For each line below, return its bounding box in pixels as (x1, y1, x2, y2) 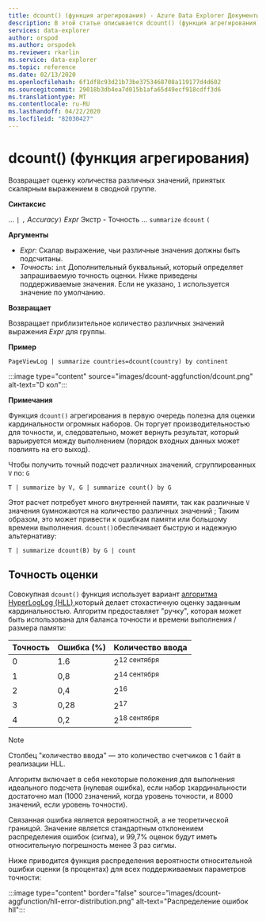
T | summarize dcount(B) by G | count (8, 546, 136, 554)
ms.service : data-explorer (8, 56, 97, 64)
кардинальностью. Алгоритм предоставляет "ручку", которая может (8, 606, 242, 615)
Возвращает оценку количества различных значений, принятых (8, 175, 226, 185)
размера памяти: (8, 622, 66, 632)
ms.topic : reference (8, 64, 77, 71)
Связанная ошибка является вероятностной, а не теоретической (8, 815, 229, 825)
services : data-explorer (8, 26, 90, 34)
